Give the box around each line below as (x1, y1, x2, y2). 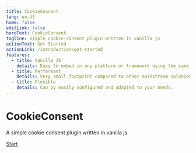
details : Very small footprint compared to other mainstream (16, 74, 168, 79)
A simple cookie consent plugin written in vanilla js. (6, 129, 129, 136)
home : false (6, 19, 35, 25)
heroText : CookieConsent (6, 30, 66, 36)
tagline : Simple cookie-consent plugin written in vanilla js (6, 36, 160, 41)
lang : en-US (6, 14, 35, 20)
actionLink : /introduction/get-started (6, 47, 103, 53)
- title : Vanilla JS (11, 57, 61, 63)
